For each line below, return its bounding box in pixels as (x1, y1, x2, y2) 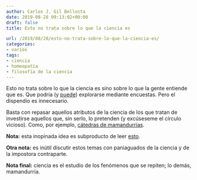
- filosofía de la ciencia (6, 68, 73, 74)
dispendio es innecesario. (6, 97, 69, 104)
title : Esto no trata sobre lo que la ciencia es (6, 25, 131, 31)
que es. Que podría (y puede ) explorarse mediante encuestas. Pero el (6, 91, 176, 98)
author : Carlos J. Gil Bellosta (6, 8, 86, 15)
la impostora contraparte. (6, 150, 68, 158)
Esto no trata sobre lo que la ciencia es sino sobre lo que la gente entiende (6, 85, 188, 92)
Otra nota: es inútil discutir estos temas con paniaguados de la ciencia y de (6, 144, 190, 151)
